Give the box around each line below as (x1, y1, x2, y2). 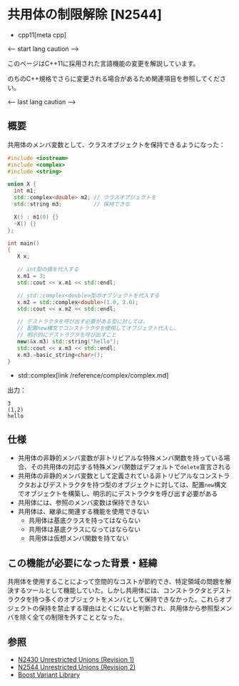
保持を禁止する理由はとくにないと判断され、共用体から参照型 (38, 604, 220, 612)
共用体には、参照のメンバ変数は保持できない (17, 498, 150, 507)
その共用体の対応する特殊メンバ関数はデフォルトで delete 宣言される (30, 463, 231, 471)
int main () (7, 240, 40, 247)
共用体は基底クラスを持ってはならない (28, 516, 141, 525)
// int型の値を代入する (16, 266, 79, 273)
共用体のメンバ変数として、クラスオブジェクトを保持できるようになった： (7, 140, 226, 148)
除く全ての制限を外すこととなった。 (19, 613, 126, 622)
